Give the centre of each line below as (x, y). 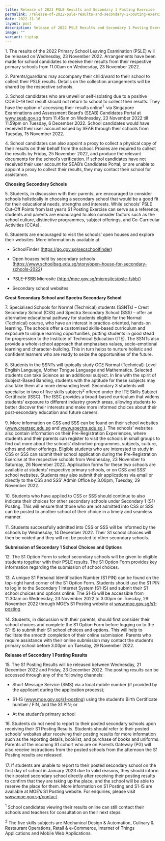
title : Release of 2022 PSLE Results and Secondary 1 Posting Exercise (80, 10)
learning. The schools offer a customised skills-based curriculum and (75, 328)
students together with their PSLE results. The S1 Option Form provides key (81, 562)
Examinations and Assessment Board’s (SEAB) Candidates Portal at (73, 113)
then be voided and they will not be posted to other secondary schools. (77, 538)
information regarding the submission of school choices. (62, 567)
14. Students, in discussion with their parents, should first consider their (78, 619)
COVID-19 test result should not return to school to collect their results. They (82, 101)
